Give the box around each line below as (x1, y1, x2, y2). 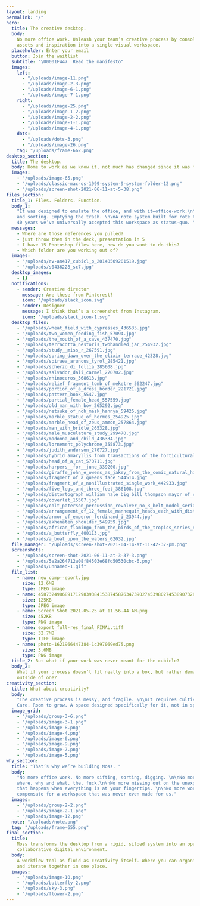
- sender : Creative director (17, 286, 89, 292)
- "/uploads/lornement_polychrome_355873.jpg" (17, 442, 135, 448)
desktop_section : (6, 153, 49, 159)
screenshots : (11, 547, 44, 553)
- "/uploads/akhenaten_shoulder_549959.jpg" (17, 519, 129, 525)
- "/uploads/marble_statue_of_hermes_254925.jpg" (17, 414, 143, 420)
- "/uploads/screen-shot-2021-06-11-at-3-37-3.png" (17, 553, 148, 559)
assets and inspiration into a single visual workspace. (17, 42, 161, 48)
